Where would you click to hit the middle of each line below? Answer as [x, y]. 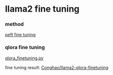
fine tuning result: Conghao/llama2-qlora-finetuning [57, 67]
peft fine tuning [20, 35]
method [15, 24]
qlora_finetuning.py [24, 58]
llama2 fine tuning [42, 9]
